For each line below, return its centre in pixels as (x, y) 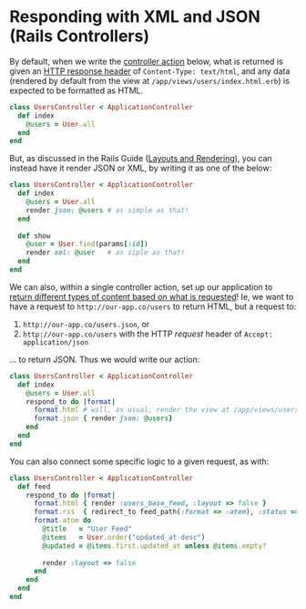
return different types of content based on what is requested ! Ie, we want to (152, 296)
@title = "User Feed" (87, 529)
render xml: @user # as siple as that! (105, 253)
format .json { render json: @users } (103, 418)
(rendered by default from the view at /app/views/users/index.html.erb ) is (149, 80)
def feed (34, 486)
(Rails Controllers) (80, 36)
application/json (56, 342)
